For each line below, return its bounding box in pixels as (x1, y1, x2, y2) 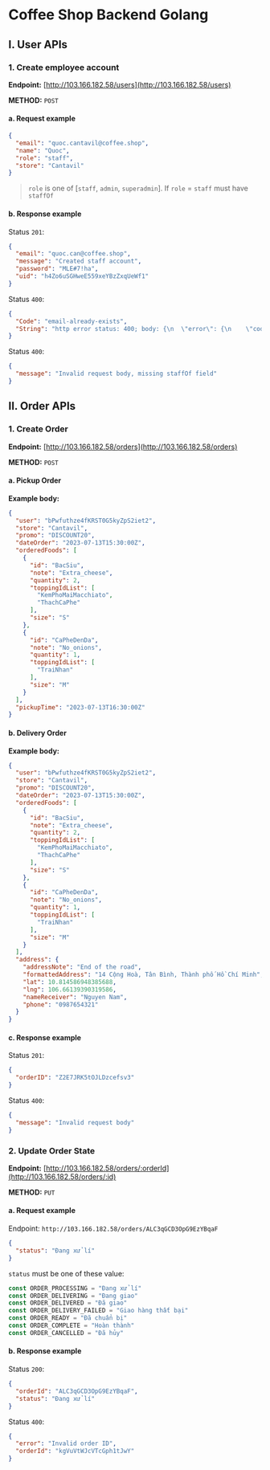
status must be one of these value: (8, 1268, 125, 1278)
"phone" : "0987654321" (22, 1000, 99, 1009)
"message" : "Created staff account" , (15, 257, 142, 266)
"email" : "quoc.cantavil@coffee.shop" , (15, 139, 149, 147)
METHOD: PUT (8, 1187, 55, 1197)
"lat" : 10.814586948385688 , (22, 978, 117, 986)
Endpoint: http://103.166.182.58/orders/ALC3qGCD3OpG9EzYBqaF (8, 1223, 219, 1234)
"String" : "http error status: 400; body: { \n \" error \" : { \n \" (15, 325, 253, 333)
